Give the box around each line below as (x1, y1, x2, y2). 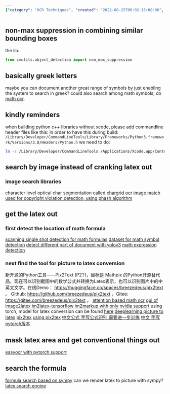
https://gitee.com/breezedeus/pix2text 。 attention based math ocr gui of (5, 297, 158, 303)
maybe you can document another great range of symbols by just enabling (5, 85, 161, 91)
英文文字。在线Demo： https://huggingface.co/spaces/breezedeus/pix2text (5, 284, 163, 291)
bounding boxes (5, 34, 58, 43)
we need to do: (79, 139, 110, 145)
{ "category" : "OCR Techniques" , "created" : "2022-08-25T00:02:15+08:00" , (5, 7, 164, 13)
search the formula (5, 364, 67, 373)
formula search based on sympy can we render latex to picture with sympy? (5, 377, 163, 383)
